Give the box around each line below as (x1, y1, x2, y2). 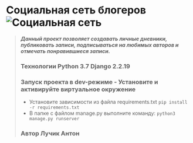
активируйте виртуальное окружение (20, 85, 136, 93)
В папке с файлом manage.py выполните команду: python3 (29, 110, 176, 117)
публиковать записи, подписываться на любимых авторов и (20, 41, 179, 48)
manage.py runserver (29, 116, 80, 122)
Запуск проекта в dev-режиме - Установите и (20, 78, 158, 86)
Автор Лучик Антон (20, 130, 80, 138)
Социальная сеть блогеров (6, 4, 147, 17)
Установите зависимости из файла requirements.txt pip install (29, 99, 188, 106)
